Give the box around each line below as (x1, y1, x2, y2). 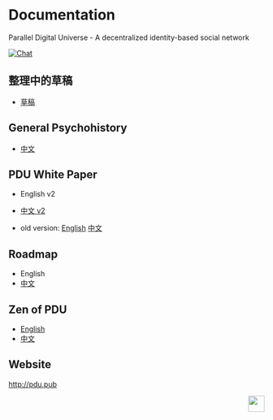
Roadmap (8, 247, 58, 261)
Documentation (8, 6, 116, 24)
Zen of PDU (8, 302, 67, 316)
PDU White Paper (8, 167, 97, 181)
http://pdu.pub (8, 379, 58, 389)
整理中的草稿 (8, 74, 73, 88)
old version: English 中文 (19, 223, 103, 233)
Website (8, 357, 51, 371)
